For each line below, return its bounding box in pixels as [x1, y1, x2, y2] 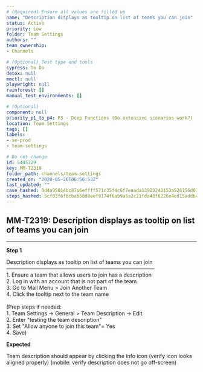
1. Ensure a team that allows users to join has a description [6, 271, 152, 278]
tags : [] [6, 126, 28, 132]
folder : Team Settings [6, 31, 63, 37]
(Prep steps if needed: [6, 303, 62, 310]
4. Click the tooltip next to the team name [6, 290, 109, 298]
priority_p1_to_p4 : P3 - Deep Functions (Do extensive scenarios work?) [6, 115, 193, 121]
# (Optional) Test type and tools [6, 59, 94, 65]
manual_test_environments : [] [6, 93, 83, 99]
